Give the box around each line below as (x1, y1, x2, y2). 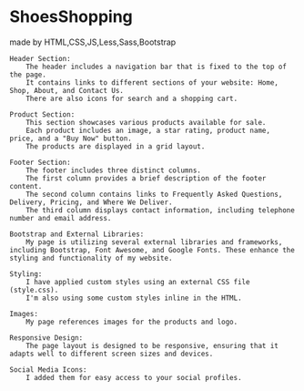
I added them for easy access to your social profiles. (25, 373, 243, 382)
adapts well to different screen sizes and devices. (9, 349, 214, 358)
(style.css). (9, 285, 59, 294)
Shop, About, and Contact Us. (9, 86, 125, 95)
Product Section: (9, 109, 76, 119)
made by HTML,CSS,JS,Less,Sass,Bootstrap (9, 36, 177, 47)
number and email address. (9, 213, 112, 222)
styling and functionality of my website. (9, 253, 173, 262)
